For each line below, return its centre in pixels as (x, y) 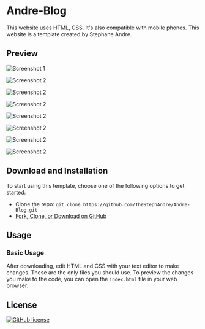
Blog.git (26, 210)
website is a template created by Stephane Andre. (69, 34)
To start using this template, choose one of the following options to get (95, 185)
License (22, 305)
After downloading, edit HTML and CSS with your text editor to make (93, 266)
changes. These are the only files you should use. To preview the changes (100, 273)
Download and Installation (57, 171)
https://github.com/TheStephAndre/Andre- (137, 204)
